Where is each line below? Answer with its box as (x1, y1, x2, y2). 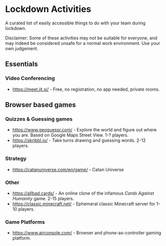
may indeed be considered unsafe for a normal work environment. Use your (5, 40, 161, 46)
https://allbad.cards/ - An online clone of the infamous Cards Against (12, 190, 154, 196)
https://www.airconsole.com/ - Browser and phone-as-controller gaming (12, 230, 162, 236)
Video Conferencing (5, 75, 55, 82)
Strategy (5, 155, 27, 162)
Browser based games (5, 101, 76, 109)
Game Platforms (5, 218, 45, 225)
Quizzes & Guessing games (5, 116, 73, 123)
